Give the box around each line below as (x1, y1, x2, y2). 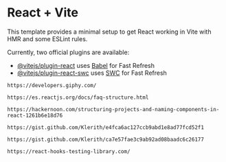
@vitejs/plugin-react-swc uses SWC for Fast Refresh (16, 69, 167, 77)
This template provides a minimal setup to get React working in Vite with (7, 27, 212, 36)
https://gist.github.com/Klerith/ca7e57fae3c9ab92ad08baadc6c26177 (7, 136, 205, 143)
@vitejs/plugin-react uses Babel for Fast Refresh (16, 61, 155, 69)
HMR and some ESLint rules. (7, 34, 88, 43)
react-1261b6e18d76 (7, 112, 63, 119)
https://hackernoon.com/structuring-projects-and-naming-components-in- (7, 106, 220, 113)
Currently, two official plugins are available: (7, 48, 130, 56)
